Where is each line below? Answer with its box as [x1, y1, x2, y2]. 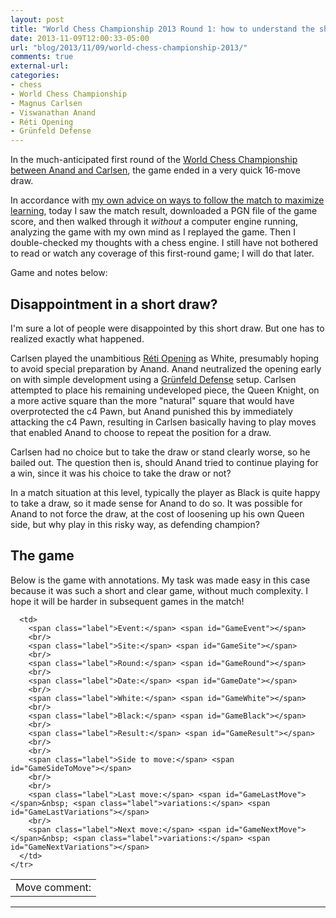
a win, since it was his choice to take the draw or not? [10, 467, 232, 479]
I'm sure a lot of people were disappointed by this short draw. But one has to [10, 322, 325, 334]
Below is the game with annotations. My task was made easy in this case [10, 574, 311, 586]
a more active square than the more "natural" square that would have [10, 394, 295, 406]
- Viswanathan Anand [10, 107, 97, 118]
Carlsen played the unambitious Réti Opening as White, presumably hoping [10, 352, 320, 364]
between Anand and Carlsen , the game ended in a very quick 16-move [10, 164, 301, 176]
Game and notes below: [10, 267, 108, 279]
